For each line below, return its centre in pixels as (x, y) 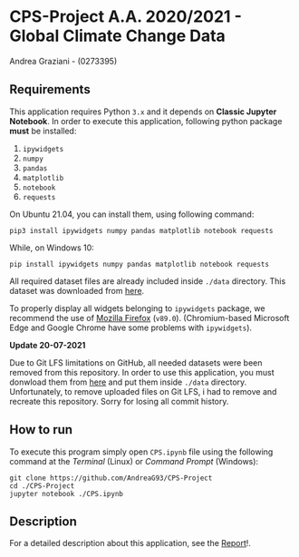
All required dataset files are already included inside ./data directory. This (148, 281)
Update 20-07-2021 (48, 345)
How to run (41, 430)
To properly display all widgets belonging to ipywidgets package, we (137, 308)
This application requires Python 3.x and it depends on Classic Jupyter (143, 112)
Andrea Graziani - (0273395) (63, 61)
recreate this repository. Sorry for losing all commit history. (119, 401)
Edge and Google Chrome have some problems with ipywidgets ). (130, 327)
